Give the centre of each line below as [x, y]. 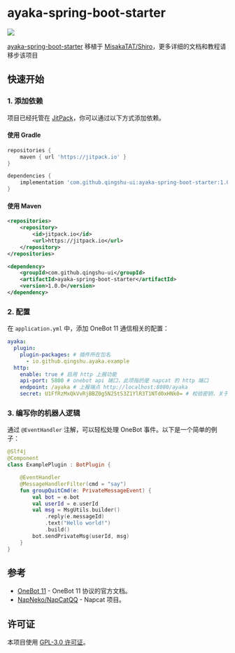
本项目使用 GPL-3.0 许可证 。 [48, 642]
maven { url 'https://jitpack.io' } [73, 157]
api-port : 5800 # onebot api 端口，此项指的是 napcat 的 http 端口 [114, 381]
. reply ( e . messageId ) [74, 517]
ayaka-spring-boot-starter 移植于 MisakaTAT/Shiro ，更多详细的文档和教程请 [117, 46]
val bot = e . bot [56, 497]
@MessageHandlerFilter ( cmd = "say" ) [73, 484]
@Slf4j [17, 452]
